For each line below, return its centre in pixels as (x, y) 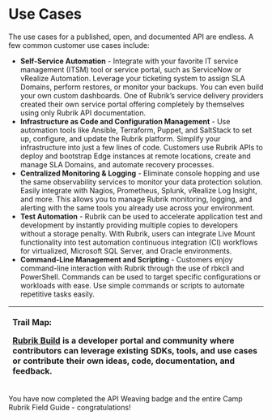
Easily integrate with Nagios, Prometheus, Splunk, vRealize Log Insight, (138, 190)
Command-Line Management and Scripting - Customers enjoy (126, 259)
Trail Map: (32, 322)
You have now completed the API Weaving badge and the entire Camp (125, 398)
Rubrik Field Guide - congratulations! (70, 407)
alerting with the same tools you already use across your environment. (137, 207)
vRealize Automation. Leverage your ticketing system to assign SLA (132, 78)
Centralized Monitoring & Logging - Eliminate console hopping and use (140, 173)
